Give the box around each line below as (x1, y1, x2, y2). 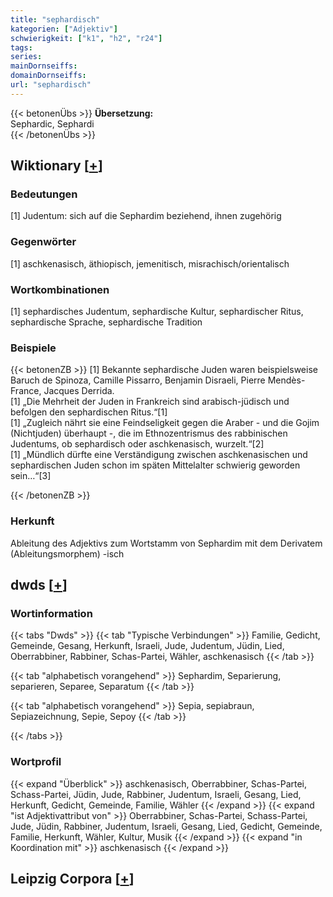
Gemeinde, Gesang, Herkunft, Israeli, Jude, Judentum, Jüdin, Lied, (10, 640, 285, 652)
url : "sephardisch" (10, 80, 92, 90)
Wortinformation (10, 606, 93, 620)
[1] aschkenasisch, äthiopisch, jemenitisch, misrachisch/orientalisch (10, 257, 290, 270)
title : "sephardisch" (10, 14, 101, 25)
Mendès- (267, 374, 306, 386)
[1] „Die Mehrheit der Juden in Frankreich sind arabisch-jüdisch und (10, 396, 290, 408)
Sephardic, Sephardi (10, 117, 95, 130)
